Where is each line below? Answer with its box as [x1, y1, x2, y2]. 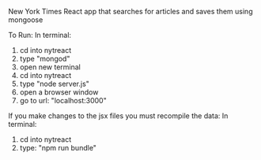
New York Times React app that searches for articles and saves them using [8, 7, 253, 16]
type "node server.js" [19, 79, 89, 88]
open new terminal [19, 62, 81, 72]
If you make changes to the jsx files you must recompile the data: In [8, 111, 229, 121]
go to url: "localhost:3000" [19, 96, 107, 105]
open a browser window [19, 87, 99, 97]
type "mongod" [19, 54, 70, 63]
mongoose [8, 15, 43, 24]
